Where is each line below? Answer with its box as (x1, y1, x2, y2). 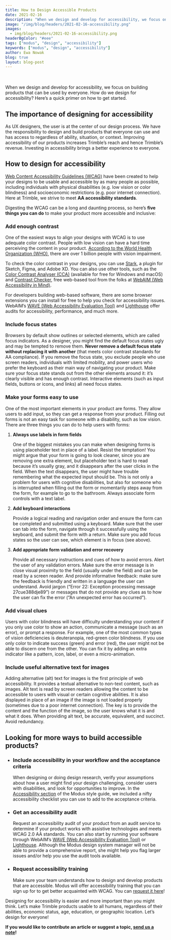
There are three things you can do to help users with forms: (5, 421, 130, 428)
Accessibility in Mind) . (5, 282, 52, 288)
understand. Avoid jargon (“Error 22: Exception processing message (12, 583, 156, 589)
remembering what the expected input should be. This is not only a (12, 474, 154, 480)
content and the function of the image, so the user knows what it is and (5, 708, 155, 714)
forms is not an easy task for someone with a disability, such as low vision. (5, 416, 162, 422)
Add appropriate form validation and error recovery (12, 547, 124, 553)
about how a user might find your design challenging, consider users (12, 780, 157, 786)
